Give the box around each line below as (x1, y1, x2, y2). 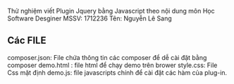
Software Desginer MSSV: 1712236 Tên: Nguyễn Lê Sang (7, 14, 173, 23)
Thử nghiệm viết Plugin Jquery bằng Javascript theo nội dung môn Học (7, 7, 215, 15)
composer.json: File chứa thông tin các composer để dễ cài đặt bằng (7, 53, 207, 61)
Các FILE (7, 35, 47, 47)
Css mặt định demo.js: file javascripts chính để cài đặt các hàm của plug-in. (7, 68, 228, 77)
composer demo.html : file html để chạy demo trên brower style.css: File (7, 61, 218, 69)
